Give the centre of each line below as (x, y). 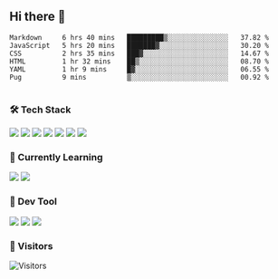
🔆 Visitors (31, 245)
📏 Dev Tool (33, 202)
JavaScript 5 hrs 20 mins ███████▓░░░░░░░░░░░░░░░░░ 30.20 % (139, 45)
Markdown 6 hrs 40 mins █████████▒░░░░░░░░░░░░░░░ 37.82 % (139, 37)
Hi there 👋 (38, 17)
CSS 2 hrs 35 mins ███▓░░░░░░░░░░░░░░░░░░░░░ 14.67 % (139, 53)
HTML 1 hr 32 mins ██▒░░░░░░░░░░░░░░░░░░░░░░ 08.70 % (139, 61)
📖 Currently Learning (56, 158)
